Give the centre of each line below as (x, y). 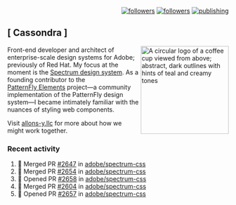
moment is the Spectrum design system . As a (73, 72)
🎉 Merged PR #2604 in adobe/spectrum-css (81, 187)
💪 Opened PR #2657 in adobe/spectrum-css (81, 194)
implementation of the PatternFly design (65, 94)
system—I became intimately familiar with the (73, 102)
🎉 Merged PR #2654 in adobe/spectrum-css (81, 171)
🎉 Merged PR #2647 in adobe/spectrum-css (81, 164)
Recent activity (34, 149)
